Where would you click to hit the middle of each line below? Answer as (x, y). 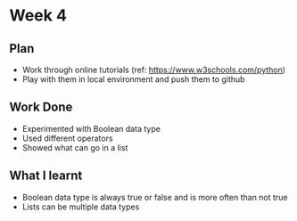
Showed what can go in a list (75, 147)
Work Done (41, 107)
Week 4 (38, 16)
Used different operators (67, 138)
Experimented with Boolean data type (91, 128)
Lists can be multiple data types (81, 207)
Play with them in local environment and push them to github (133, 79)
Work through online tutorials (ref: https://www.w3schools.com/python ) (154, 70)
